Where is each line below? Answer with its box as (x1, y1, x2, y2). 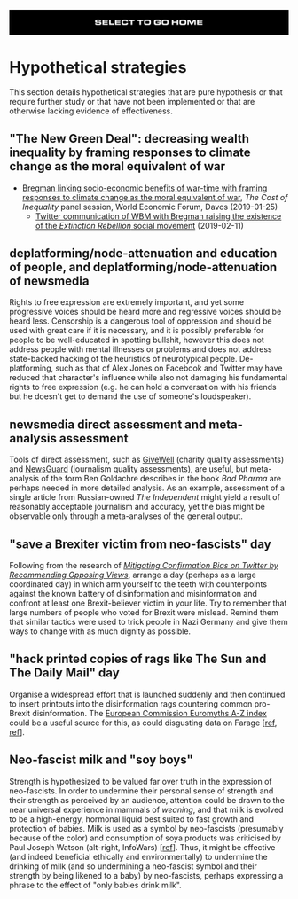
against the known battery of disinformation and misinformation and (9, 588, 257, 598)
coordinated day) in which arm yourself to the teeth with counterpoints (9, 578, 268, 590)
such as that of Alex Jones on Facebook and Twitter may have (55, 363, 283, 373)
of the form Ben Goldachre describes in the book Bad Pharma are (41, 473, 282, 484)
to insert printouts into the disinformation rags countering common (9, 698, 253, 709)
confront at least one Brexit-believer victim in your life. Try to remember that (9, 598, 287, 608)
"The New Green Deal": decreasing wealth (9, 131, 250, 146)
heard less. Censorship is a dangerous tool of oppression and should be (9, 316, 272, 326)
